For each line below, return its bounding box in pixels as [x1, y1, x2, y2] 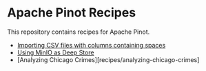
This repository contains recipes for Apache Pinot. [7, 28, 150, 36]
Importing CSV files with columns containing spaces [17, 41, 166, 49]
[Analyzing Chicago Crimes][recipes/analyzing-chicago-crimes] [17, 55, 200, 63]
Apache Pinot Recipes [7, 5, 136, 21]
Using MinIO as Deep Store [17, 48, 94, 57]
